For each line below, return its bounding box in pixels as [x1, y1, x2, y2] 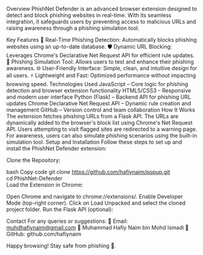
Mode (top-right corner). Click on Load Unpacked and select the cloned [6, 199, 186, 207]
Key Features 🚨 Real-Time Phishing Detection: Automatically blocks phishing [6, 36, 197, 43]
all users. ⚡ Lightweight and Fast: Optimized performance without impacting [6, 72, 196, 79]
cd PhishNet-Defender [6, 175, 62, 182]
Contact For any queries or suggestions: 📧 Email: [6, 217, 128, 225]
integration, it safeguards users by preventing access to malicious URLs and [6, 18, 196, 25]
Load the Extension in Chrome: [6, 181, 84, 188]
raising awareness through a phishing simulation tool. [6, 24, 139, 31]
